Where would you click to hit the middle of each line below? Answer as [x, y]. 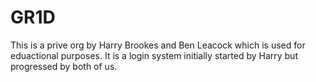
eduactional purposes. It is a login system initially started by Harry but [154, 55]
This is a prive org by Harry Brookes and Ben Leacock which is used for [158, 45]
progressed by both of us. [64, 66]
